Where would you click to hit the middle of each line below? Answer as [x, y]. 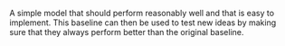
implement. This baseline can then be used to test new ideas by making [143, 23]
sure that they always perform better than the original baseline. [127, 32]
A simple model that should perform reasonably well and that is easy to [142, 13]
